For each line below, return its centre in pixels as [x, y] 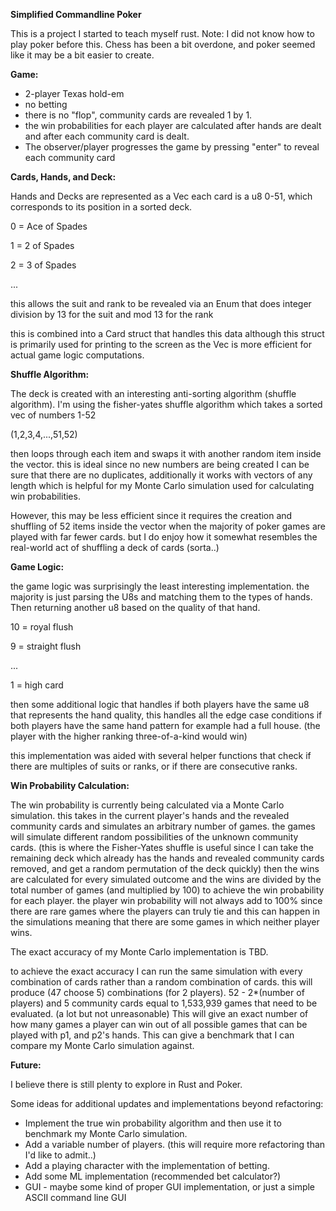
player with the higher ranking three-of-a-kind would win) [129, 736]
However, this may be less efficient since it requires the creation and [151, 515]
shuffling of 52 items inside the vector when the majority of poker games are [168, 526]
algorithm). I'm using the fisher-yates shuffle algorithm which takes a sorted [166, 404]
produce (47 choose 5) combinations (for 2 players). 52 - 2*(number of [157, 992]
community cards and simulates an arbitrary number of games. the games [163, 826]
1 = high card [37, 685]
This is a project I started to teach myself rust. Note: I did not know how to [162, 33]
